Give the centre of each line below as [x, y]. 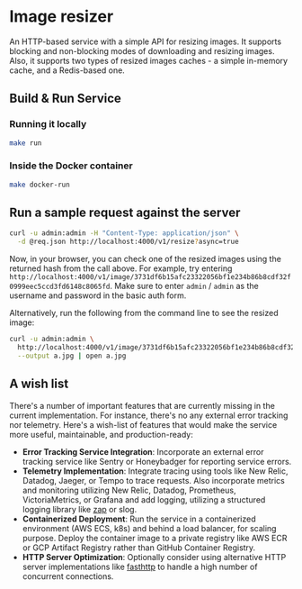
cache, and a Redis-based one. [67, 70]
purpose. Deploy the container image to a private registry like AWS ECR [155, 538]
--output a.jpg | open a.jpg [72, 356]
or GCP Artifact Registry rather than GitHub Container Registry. [139, 548]
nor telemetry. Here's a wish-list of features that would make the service [143, 424]
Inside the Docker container [71, 166]
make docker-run [40, 185]
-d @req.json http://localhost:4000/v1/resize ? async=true [129, 242]
